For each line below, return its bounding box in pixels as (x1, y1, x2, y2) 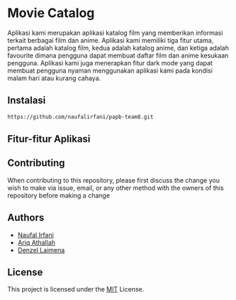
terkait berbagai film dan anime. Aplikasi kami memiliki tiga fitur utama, (7, 36, 214, 44)
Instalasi (7, 95, 46, 107)
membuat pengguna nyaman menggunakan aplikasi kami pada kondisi (7, 66, 213, 75)
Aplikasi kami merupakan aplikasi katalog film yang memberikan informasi (7, 28, 223, 37)
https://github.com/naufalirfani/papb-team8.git (7, 113, 154, 120)
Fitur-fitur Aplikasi (7, 133, 91, 145)
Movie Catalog (7, 5, 95, 21)
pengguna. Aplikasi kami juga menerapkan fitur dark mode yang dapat (7, 58, 213, 67)
